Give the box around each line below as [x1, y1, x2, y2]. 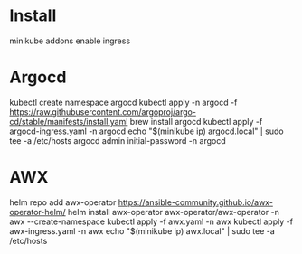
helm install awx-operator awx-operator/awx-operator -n [67, 206, 280, 217]
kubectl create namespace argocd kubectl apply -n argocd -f [9, 97, 238, 108]
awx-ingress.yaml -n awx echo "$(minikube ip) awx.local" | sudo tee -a [9, 225, 276, 236]
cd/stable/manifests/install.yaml [9, 116, 128, 127]
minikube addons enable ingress [9, 35, 131, 46]
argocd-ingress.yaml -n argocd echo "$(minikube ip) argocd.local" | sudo [9, 126, 284, 136]
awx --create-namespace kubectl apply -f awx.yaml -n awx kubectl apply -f [9, 216, 294, 227]
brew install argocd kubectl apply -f [129, 116, 263, 127]
